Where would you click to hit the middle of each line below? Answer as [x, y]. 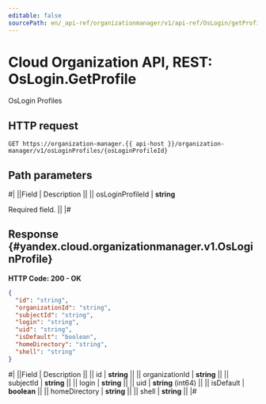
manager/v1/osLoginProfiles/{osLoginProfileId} [88, 151]
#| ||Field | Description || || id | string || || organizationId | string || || [119, 374]
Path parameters [50, 175]
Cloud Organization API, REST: [110, 62]
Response [34, 234]
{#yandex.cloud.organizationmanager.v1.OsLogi [131, 247]
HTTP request [44, 126]
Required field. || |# [40, 210]
